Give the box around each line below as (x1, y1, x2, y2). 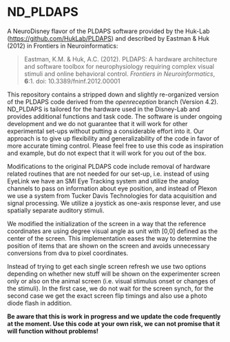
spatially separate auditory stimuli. (7, 206, 105, 214)
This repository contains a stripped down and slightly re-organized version (7, 90, 219, 99)
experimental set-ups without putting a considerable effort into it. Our (7, 127, 205, 135)
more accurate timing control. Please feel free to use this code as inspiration (7, 141, 224, 150)
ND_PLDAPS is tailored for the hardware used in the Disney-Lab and (7, 105, 200, 113)
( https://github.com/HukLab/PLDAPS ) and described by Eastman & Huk (7, 34, 210, 42)
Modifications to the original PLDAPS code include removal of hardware (7, 162, 211, 170)
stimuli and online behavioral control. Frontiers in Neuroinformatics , (23, 70, 216, 78)
